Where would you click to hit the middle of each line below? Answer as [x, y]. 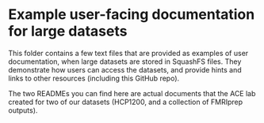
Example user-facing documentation [132, 15]
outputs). [23, 110]
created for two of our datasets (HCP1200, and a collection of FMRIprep [126, 102]
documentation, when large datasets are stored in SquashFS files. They [125, 61]
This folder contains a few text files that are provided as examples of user [128, 53]
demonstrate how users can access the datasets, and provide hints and [125, 69]
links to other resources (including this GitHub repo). [94, 78]
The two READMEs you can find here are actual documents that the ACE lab [132, 93]
